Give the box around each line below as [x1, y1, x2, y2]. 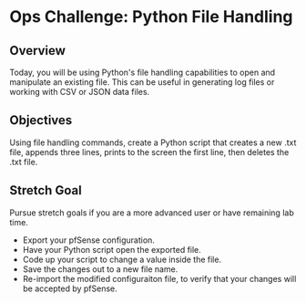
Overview [9, 43, 66, 58]
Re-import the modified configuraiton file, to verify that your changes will [22, 273, 297, 284]
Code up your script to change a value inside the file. [22, 254, 221, 265]
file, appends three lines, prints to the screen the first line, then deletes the [9, 146, 290, 157]
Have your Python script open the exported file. [22, 244, 202, 255]
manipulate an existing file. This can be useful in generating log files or [9, 77, 275, 88]
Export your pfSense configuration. [22, 235, 155, 246]
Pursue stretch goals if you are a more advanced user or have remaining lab [9, 207, 294, 218]
